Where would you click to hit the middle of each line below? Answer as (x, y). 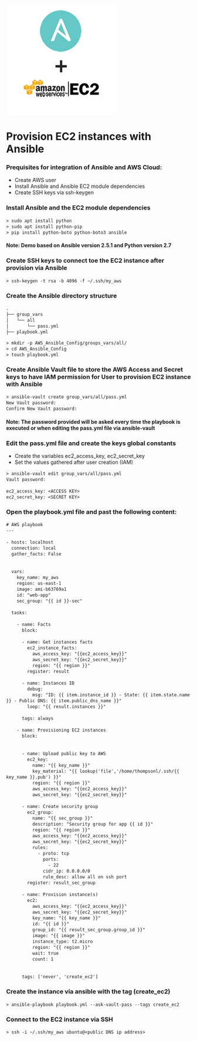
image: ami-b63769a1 (42, 589)
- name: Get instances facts (57, 642)
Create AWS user (35, 180)
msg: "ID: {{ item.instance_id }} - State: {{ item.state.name (111, 695)
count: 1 (43, 959)
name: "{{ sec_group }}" (62, 818)
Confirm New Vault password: (42, 409)
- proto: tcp (53, 854)
